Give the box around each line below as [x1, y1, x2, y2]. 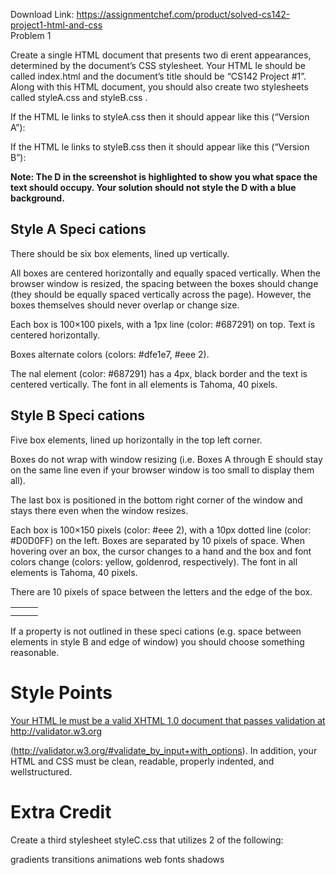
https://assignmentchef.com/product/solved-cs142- [76, 9, 291, 20]
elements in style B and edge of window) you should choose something [10, 635, 305, 648]
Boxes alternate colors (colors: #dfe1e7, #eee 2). [10, 348, 210, 360]
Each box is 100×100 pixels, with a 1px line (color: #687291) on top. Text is [10, 318, 316, 330]
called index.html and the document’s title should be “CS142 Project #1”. [10, 70, 307, 82]
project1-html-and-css [10, 19, 103, 31]
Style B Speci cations [10, 407, 146, 424]
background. [10, 192, 65, 204]
